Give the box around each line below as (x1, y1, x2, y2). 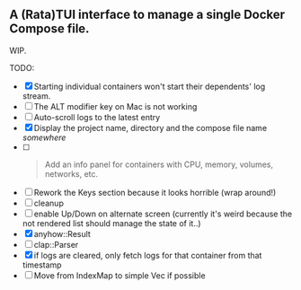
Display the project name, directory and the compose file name (33, 122, 268, 133)
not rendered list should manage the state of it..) (22, 217, 201, 228)
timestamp (22, 259, 62, 270)
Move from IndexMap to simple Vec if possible (33, 269, 206, 281)
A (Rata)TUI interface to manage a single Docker (9, 7, 286, 22)
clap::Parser (33, 239, 79, 250)
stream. (22, 90, 51, 101)
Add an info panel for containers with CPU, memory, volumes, (44, 159, 274, 170)
